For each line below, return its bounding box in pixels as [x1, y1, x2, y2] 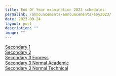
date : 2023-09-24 [5, 16, 41, 21]
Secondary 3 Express [5, 55, 49, 60]
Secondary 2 [5, 49, 32, 55]
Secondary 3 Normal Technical [5, 65, 68, 71]
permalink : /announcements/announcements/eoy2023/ [5, 12, 112, 17]
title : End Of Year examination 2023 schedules [5, 7, 105, 12]
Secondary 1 [5, 44, 31, 50]
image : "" [5, 30, 26, 35]
